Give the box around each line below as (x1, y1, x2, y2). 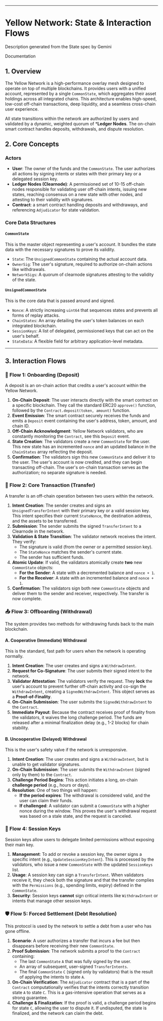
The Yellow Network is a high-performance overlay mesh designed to (5, 80, 144, 86)
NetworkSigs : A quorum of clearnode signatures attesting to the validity (12, 271, 154, 277)
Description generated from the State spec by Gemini (5, 43, 112, 49)
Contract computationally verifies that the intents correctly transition (12, 984, 149, 990)
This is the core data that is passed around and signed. (5, 298, 115, 304)
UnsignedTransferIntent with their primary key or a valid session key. (12, 507, 150, 513)
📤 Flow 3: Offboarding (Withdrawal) (5, 608, 92, 615)
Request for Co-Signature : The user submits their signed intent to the (12, 668, 152, 674)
